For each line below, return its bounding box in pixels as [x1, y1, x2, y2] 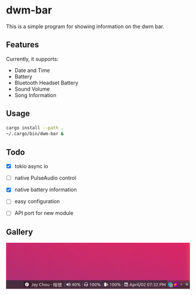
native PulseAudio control [14, 174, 76, 181]
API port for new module [14, 210, 74, 217]
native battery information [14, 186, 77, 193]
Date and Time [14, 67, 50, 74]
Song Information [14, 91, 57, 98]
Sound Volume [14, 85, 50, 92]
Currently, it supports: [6, 55, 59, 62]
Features [6, 40, 39, 50]
